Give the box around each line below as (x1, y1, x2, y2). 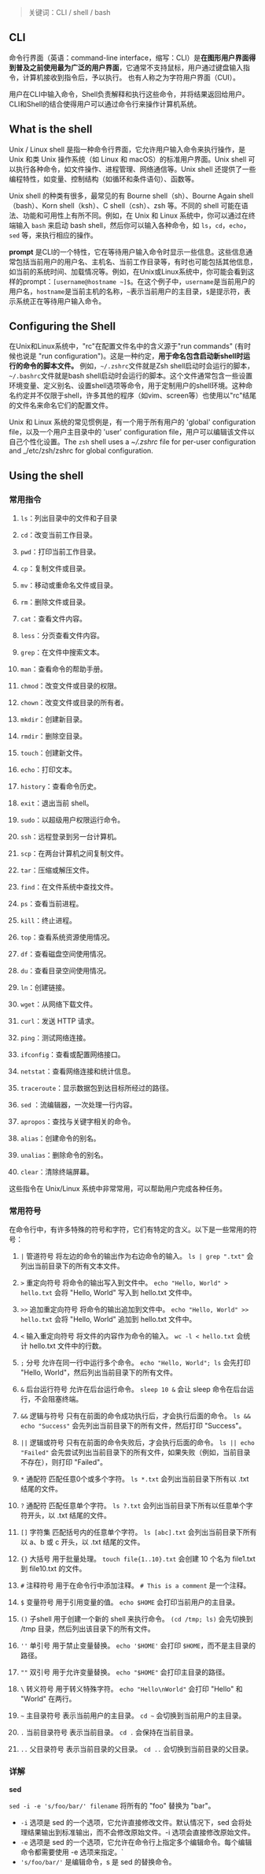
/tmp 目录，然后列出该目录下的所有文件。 (20, 1624, 156, 1633)
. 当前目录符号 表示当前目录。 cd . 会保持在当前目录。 (20, 1727, 198, 1738)
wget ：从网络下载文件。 (20, 999, 98, 1009)
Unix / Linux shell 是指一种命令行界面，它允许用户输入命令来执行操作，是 (9, 144, 246, 154)
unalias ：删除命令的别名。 (20, 1151, 108, 1160)
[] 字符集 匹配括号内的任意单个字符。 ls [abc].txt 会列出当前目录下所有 (20, 1528, 257, 1537)
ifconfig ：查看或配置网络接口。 (20, 1050, 125, 1059)
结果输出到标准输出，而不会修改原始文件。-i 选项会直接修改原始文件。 (27, 1827, 255, 1837)
